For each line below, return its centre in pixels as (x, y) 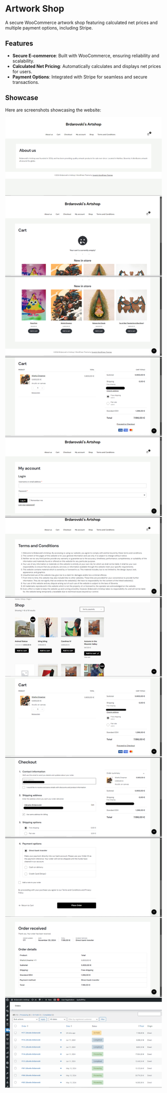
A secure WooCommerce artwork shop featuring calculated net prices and (82, 22)
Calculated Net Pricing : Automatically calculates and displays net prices (87, 66)
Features (19, 44)
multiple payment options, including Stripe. (49, 27)
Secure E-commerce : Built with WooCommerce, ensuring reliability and (86, 55)
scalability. (23, 61)
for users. (22, 71)
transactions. (26, 82)
